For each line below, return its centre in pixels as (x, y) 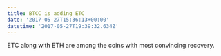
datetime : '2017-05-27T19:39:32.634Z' (63, 26)
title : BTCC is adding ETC (46, 13)
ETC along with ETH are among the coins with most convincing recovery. (111, 46)
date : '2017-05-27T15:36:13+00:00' (58, 20)
